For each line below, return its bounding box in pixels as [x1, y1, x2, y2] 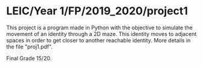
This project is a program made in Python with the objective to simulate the [6, 24, 193, 31]
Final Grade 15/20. [6, 54, 52, 62]
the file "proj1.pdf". [6, 43, 53, 50]
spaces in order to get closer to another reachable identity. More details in [6, 36, 191, 44]
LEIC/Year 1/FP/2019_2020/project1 [6, 4, 188, 18]
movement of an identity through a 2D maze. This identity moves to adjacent [6, 30, 197, 37]
